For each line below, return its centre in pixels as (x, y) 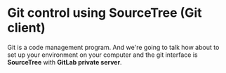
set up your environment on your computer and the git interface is (102, 55)
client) (26, 28)
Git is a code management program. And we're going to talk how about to (113, 47)
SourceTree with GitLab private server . (65, 62)
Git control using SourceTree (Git (105, 13)
